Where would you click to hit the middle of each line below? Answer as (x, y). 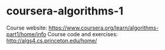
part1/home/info (26, 34)
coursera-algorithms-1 (65, 11)
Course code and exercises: (83, 34)
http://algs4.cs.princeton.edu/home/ (52, 40)
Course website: (27, 28)
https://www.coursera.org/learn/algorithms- (104, 28)
